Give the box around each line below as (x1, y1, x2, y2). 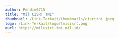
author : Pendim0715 (5, 7, 46, 12)
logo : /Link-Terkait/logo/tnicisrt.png (5, 21, 88, 26)
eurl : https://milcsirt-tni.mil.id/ (5, 26, 81, 31)
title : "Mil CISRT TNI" (5, 12, 55, 17)
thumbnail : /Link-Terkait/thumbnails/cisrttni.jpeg (5, 16, 114, 21)
